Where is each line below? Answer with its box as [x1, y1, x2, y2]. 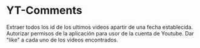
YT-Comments [6, 4, 82, 17]
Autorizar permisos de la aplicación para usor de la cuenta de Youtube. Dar [6, 29, 194, 37]
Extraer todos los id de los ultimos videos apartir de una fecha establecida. [6, 23, 193, 31]
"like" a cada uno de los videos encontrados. [6, 36, 118, 43]
